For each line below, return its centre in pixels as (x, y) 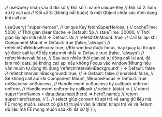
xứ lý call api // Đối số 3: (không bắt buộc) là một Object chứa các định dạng (81, 13)
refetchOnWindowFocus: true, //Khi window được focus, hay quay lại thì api (80, 48)
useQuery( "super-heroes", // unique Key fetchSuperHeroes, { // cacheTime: (81, 27)
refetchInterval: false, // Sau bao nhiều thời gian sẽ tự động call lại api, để (78, 58)
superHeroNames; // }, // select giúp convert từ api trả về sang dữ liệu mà (78, 99)
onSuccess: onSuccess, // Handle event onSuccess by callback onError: (77, 84)
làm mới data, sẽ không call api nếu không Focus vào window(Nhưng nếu (78, 63)
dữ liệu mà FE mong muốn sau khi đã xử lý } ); (51, 109)
